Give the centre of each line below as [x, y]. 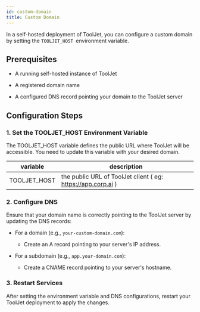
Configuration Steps [45, 115]
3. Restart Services [35, 283]
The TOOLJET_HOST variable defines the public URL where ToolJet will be [98, 146]
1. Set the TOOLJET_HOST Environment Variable [77, 132]
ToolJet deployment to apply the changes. [58, 302]
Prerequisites [32, 59]
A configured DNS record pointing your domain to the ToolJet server [99, 97]
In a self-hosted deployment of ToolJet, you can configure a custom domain [99, 34]
